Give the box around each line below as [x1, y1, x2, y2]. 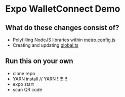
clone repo [12, 70, 35, 76]
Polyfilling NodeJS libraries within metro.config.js [12, 37, 115, 43]
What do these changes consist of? [5, 23, 119, 32]
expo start [12, 81, 34, 87]
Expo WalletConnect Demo [5, 3, 120, 15]
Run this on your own [5, 57, 73, 66]
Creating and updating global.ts [12, 42, 78, 48]
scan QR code [12, 86, 43, 92]
